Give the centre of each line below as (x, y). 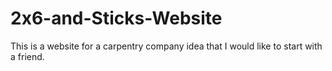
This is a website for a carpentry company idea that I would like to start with (166, 46)
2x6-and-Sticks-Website (116, 18)
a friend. (27, 56)
